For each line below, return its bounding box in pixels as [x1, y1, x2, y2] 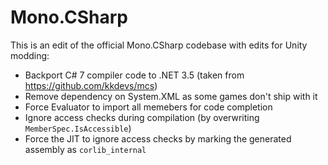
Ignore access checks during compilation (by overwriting [24, 111, 260, 123]
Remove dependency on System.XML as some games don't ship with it [24, 90, 318, 102]
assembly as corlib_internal [24, 143, 147, 155]
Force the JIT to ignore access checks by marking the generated [24, 132, 292, 145]
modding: [10, 49, 50, 61]
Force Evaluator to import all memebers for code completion [24, 101, 273, 113]
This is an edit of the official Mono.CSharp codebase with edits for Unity [10, 39, 308, 51]
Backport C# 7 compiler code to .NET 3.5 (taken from [24, 69, 245, 81]
